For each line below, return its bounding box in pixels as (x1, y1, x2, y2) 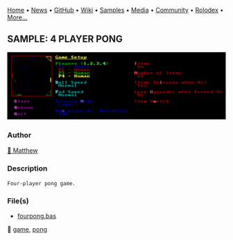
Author (7, 130, 32, 140)
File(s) (7, 196, 29, 205)
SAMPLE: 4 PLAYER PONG (7, 33, 123, 45)
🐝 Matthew (7, 146, 38, 155)
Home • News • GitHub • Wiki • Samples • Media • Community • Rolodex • (7, 6, 224, 14)
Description (7, 163, 48, 173)
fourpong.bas (17, 212, 57, 221)
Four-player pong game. (7, 180, 76, 187)
